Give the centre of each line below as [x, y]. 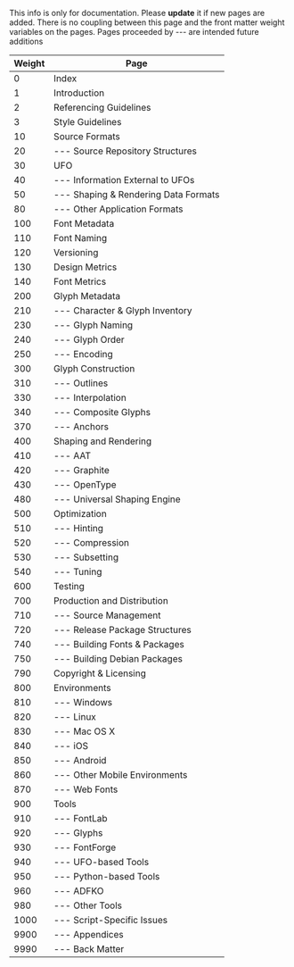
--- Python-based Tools [106, 876]
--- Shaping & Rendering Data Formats [136, 194]
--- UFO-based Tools [101, 862]
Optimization [80, 514]
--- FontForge [85, 847]
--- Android [80, 760]
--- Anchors [81, 426]
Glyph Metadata [87, 296]
